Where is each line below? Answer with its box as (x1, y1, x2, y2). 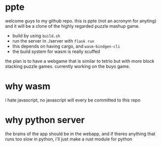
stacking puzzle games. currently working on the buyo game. (5, 63, 130, 69)
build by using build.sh (12, 33, 60, 39)
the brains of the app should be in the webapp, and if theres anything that (5, 131, 156, 137)
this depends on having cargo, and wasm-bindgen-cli (12, 43, 120, 49)
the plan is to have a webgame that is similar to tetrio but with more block (5, 58, 155, 64)
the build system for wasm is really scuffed (12, 49, 101, 54)
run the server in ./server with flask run (12, 38, 95, 44)
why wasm (5, 81, 51, 92)
